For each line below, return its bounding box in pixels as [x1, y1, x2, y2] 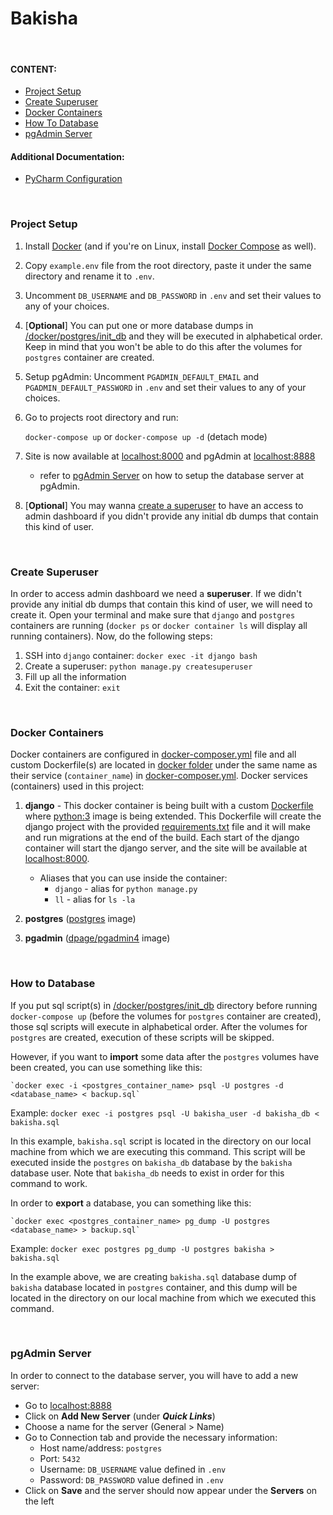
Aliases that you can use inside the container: [39, 872, 228, 884]
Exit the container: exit [24, 681, 121, 693]
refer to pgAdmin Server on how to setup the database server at [39, 469, 305, 481]
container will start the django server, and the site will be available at [24, 842, 308, 854]
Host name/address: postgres [39, 1442, 163, 1454]
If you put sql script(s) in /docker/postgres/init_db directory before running [10, 999, 318, 1011]
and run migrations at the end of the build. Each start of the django [24, 832, 300, 844]
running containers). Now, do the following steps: [10, 630, 213, 642]
